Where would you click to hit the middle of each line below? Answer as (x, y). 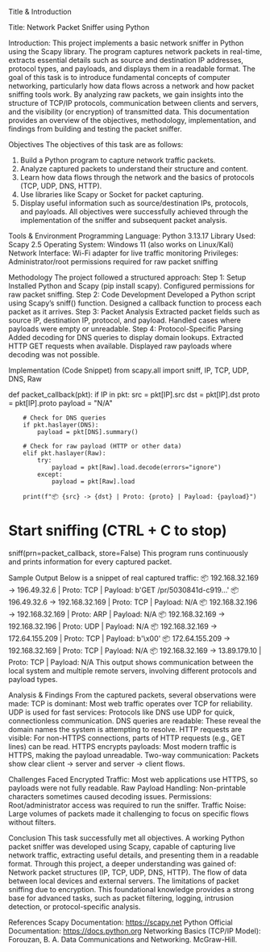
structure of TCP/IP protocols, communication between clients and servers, (134, 103)
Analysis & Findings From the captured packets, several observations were (132, 695)
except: (50, 474)
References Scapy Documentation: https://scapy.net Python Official (121, 922)
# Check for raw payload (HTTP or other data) (102, 446)
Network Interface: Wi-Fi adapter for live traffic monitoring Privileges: (124, 253)
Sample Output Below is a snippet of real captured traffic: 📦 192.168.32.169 (134, 578)
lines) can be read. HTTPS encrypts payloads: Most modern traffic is (123, 746)
